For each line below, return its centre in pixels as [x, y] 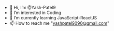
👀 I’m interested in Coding [35, 13]
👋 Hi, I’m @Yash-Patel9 [33, 8]
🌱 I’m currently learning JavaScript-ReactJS [53, 18]
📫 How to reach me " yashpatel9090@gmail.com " [59, 23]
